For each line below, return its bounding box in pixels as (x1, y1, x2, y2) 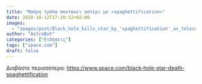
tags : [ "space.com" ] (6, 43, 58, 49)
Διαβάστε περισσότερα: (6, 64, 66, 71)
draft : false (6, 48, 39, 54)
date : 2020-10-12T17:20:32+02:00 (6, 14, 90, 20)
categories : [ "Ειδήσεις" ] (6, 37, 71, 43)
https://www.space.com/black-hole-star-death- (66, 64, 185, 71)
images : (6, 20, 26, 26)
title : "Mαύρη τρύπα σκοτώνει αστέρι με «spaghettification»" (6, 8, 165, 15)
